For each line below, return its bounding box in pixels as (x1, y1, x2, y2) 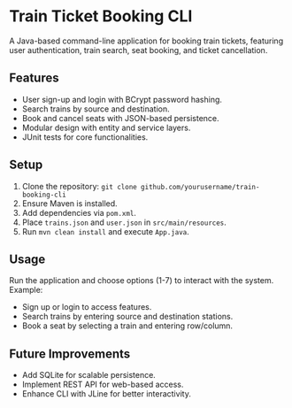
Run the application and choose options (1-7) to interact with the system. (9, 275, 274, 286)
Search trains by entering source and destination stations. (21, 312, 234, 322)
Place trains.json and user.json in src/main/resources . (21, 217, 227, 227)
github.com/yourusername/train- (140, 182, 260, 191)
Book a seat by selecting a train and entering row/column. (21, 320, 233, 331)
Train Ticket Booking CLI (9, 6, 193, 27)
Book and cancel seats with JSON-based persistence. (21, 112, 219, 123)
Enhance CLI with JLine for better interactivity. (21, 389, 192, 399)
